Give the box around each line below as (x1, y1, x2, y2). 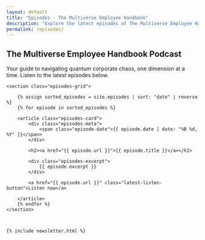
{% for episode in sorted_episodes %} (17, 105, 116, 111)
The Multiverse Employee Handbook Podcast (6, 48, 182, 59)
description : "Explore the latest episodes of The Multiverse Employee (6, 20, 192, 26)
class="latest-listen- (104, 180, 163, 186)
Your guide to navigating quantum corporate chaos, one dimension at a (6, 65, 185, 72)
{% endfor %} (17, 201, 51, 208)
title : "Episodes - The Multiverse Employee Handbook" (6, 15, 149, 21)
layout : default (6, 9, 48, 15)
